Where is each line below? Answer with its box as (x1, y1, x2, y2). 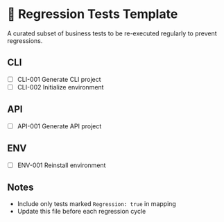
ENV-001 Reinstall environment (17, 161, 106, 169)
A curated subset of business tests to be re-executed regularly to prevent (7, 29, 217, 37)
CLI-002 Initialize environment (17, 83, 104, 91)
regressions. (7, 36, 43, 44)
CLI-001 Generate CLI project (17, 75, 102, 83)
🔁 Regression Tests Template (7, 6, 178, 22)
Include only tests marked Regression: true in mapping (17, 200, 177, 208)
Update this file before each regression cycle (17, 207, 146, 216)
